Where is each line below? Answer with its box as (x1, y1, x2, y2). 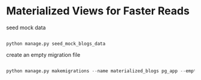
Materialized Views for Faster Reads (6, 4, 190, 18)
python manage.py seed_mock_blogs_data (6, 41, 106, 47)
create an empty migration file (6, 51, 81, 58)
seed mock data (6, 24, 46, 31)
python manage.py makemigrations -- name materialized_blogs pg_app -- (6, 67, 186, 74)
